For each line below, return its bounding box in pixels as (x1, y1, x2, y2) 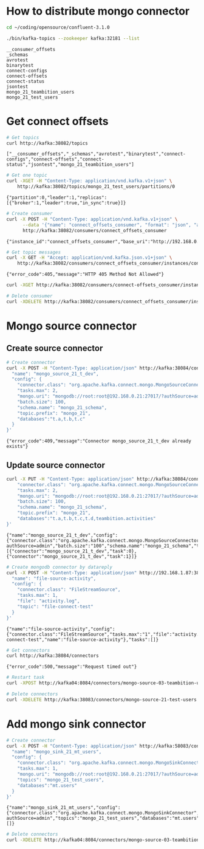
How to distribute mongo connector (6, 4, 190, 18)
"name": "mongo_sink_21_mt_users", (12, 749, 102, 755)
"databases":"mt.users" (17, 782, 78, 788)
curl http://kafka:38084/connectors (6, 653, 99, 659)
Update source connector (6, 460, 105, 470)
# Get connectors (6, 647, 50, 653)
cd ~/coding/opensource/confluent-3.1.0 (6, 24, 110, 30)
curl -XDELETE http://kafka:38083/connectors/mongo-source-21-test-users (6, 696, 197, 703)
